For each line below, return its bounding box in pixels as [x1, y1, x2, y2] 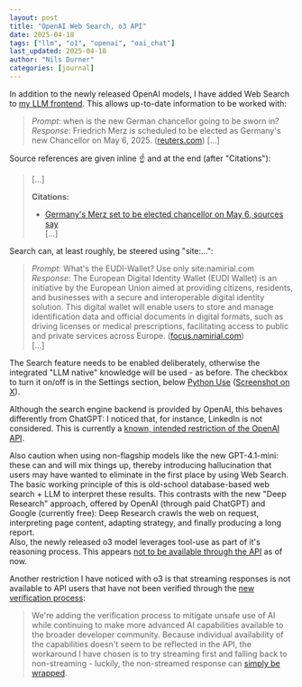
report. [9, 526, 35, 538]
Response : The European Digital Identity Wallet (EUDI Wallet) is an [31, 272, 278, 283]
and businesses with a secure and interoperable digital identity [31, 291, 265, 303]
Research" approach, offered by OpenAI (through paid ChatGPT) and [9, 498, 266, 509]
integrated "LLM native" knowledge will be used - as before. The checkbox [9, 367, 288, 378]
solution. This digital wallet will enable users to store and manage [31, 301, 274, 312]
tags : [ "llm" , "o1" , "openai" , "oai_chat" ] [9, 38, 176, 48]
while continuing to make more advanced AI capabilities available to [31, 619, 284, 630]
